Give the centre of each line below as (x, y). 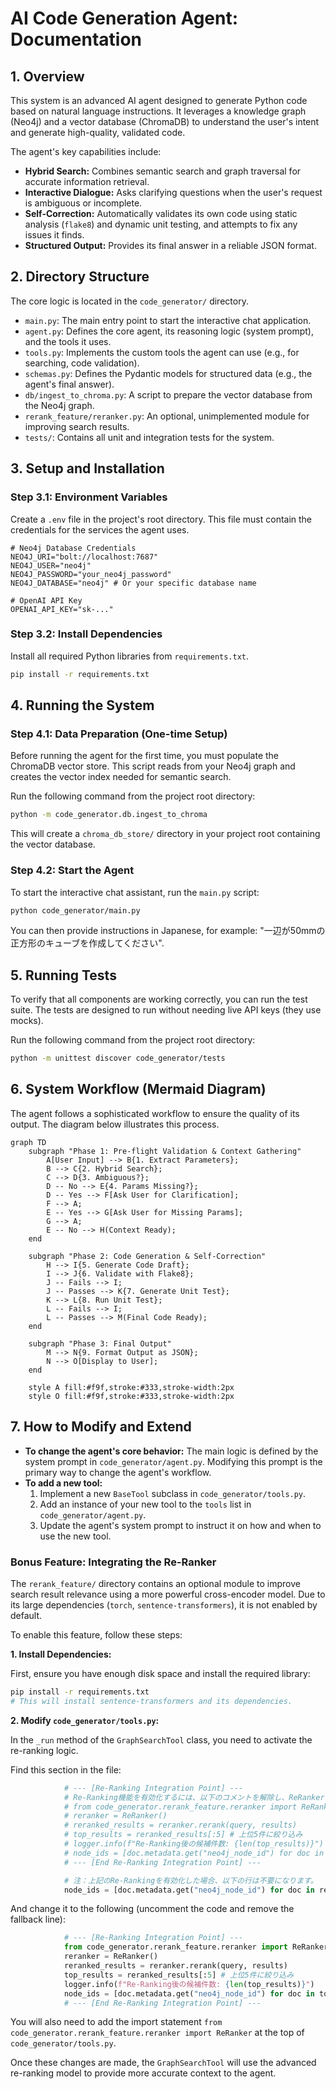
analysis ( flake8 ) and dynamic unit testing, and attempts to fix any (161, 224)
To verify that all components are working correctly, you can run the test (159, 999)
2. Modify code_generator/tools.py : (85, 1720)
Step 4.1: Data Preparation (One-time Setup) (119, 734)
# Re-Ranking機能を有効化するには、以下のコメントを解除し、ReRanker (194, 1797)
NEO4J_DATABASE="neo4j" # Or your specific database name (133, 583)
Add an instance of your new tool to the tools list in (145, 1504)
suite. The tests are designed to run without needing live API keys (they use (166, 1010)
